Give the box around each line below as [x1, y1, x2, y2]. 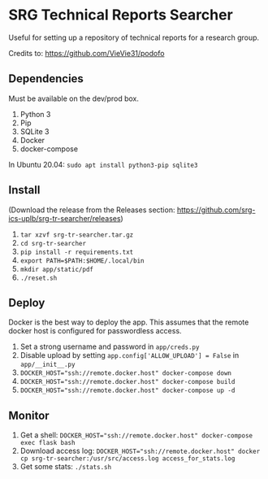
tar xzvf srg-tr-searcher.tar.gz [19, 230, 134, 239]
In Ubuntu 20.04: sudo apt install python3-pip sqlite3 [8, 159, 198, 169]
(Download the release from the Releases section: [8, 205, 175, 215]
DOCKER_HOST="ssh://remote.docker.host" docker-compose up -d [19, 386, 236, 395]
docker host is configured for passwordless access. [8, 326, 182, 336]
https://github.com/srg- [176, 205, 256, 215]
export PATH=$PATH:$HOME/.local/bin [19, 256, 145, 265]
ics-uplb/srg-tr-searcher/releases [8, 213, 121, 223]
